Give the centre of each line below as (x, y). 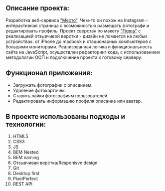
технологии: (26, 124)
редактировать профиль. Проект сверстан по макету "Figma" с (73, 31)
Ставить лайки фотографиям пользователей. (61, 95)
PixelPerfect (25, 179)
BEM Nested (26, 152)
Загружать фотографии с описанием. (53, 85)
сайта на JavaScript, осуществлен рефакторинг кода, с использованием (83, 52)
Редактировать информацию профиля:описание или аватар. (77, 101)
